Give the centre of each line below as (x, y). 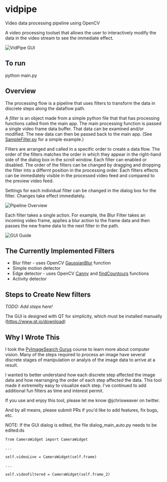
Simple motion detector (36, 268)
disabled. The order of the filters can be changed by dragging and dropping (83, 165)
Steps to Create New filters (48, 295)
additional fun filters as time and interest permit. (54, 391)
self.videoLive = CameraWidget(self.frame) (51, 457)
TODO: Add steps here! (29, 307)
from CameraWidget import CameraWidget (47, 440)
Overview (21, 91)
